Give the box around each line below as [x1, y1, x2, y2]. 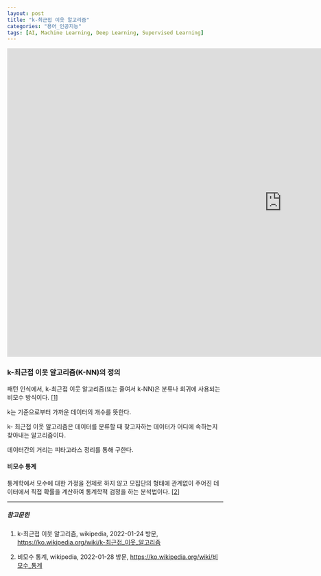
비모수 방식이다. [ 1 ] [7, 393, 58, 401]
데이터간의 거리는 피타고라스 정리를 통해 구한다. [7, 445, 134, 453]
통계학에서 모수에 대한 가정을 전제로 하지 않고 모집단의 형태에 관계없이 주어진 [7, 479, 213, 487]
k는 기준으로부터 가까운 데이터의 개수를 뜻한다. [7, 407, 132, 416]
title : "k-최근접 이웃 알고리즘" [7, 16, 90, 23]
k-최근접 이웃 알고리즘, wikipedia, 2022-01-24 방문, [16, 529, 158, 538]
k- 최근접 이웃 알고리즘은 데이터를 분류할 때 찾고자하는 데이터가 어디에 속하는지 [7, 422, 218, 431]
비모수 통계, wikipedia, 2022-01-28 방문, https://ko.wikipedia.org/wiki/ [16, 553, 213, 561]
